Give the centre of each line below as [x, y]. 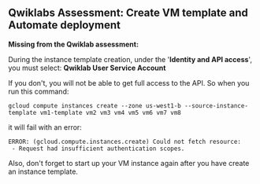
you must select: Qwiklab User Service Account [87, 68]
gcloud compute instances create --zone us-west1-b [95, 105]
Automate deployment [64, 26]
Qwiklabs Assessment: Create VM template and [128, 13]
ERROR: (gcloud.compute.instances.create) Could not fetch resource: [125, 142]
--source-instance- [216, 105]
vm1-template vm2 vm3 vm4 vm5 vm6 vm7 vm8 [110, 112]
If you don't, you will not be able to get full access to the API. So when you [129, 83]
